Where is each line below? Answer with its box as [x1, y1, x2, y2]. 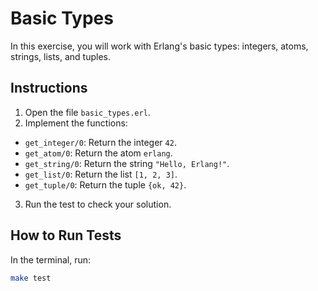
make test [10, 273, 52, 283]
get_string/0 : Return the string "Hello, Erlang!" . [24, 157, 230, 169]
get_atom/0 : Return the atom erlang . [24, 147, 173, 159]
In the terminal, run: [10, 253, 92, 266]
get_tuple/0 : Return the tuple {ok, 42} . [24, 178, 187, 191]
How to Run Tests [10, 227, 122, 244]
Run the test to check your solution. [24, 198, 172, 210]
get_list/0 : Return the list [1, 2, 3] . [24, 168, 178, 180]
